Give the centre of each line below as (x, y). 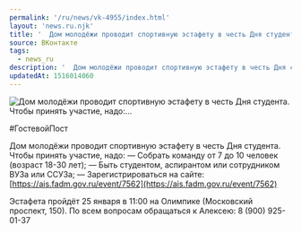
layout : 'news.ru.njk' (52, 26)
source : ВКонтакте (43, 43)
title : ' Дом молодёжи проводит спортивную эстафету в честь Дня (136, 34)
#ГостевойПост (39, 128)
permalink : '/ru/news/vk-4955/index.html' (90, 17)
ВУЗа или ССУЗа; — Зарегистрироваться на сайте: (107, 174)
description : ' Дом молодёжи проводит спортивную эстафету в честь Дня (148, 68)
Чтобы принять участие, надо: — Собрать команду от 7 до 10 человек (144, 155)
